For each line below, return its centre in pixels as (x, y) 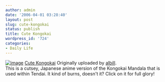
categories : (18, 44)
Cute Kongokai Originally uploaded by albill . (71, 63)
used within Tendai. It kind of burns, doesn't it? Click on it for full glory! (80, 74)
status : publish (23, 29)
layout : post (19, 19)
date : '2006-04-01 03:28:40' (36, 15)
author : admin (20, 10)
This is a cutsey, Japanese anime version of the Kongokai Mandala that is (83, 68)
